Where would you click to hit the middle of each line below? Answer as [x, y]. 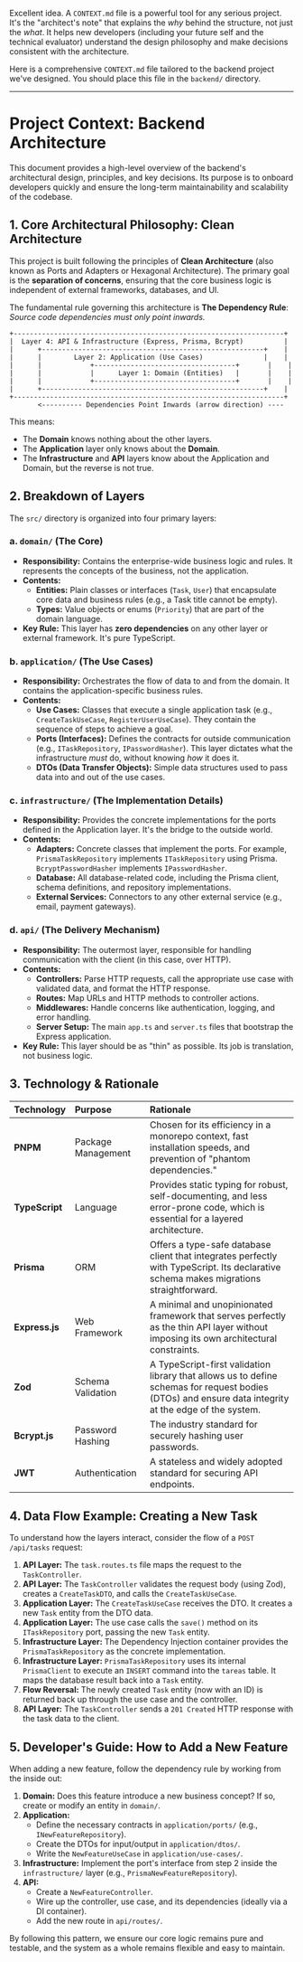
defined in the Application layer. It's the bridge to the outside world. [147, 830]
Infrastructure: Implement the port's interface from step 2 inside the [150, 1863]
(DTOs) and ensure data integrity [220, 1398]
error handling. [64, 1017]
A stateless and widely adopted [216, 1461]
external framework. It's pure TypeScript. [99, 637]
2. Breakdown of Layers [77, 496]
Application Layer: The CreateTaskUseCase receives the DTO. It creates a [157, 1603]
